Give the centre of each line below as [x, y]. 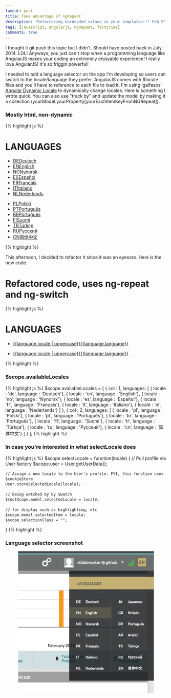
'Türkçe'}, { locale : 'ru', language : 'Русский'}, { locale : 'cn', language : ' [82, 427]
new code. [16, 263]
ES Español [24, 177]
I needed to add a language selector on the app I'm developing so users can [85, 74]
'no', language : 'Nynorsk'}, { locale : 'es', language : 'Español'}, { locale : [82, 399]
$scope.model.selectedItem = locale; [46, 515]
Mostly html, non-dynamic [39, 115]
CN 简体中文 [25, 237]
